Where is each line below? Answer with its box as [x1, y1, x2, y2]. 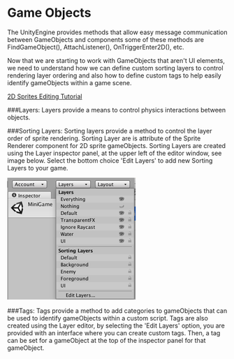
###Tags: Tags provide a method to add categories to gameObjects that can [7, 306, 228, 315]
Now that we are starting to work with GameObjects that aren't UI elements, [7, 56, 225, 64]
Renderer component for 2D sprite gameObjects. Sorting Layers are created [7, 141, 226, 149]
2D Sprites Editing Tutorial [7, 92, 82, 101]
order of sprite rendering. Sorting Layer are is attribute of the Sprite [7, 134, 201, 142]
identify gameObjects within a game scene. [7, 78, 132, 87]
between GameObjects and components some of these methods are [7, 35, 205, 43]
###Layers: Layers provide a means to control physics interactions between [7, 105, 226, 114]
